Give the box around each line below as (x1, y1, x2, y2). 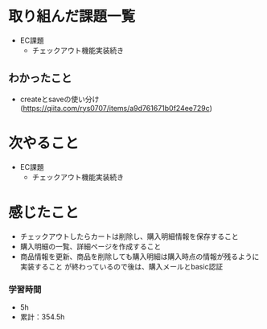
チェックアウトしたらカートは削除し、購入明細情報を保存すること (19, 231, 239, 241)
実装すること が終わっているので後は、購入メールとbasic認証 (19, 261, 224, 271)
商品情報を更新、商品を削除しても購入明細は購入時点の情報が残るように (19, 251, 260, 261)
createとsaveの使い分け (19, 94, 100, 104)
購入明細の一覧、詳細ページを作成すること (19, 241, 162, 251)
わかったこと (8, 72, 72, 85)
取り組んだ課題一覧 (8, 7, 136, 26)
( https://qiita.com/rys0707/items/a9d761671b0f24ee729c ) (19, 103, 213, 113)
